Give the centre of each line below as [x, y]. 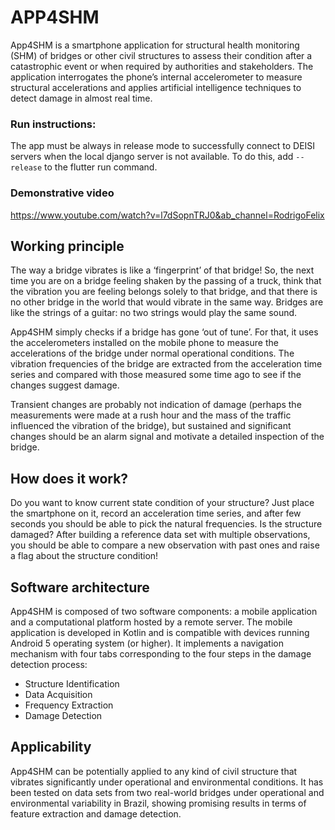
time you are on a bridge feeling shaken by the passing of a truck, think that [166, 281]
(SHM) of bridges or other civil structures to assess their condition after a [161, 55]
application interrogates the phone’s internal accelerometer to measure [156, 77]
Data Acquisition [58, 694]
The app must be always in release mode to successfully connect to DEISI [163, 146]
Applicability [51, 747]
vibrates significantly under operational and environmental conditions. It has [167, 782]
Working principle [67, 246]
